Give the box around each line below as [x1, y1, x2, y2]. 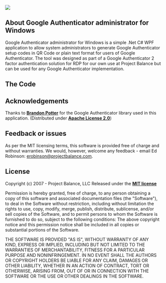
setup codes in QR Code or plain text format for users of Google [5, 50, 135, 56]
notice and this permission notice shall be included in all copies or [5, 221, 139, 227]
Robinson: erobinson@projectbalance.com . [5, 153, 93, 159]
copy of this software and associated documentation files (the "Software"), [5, 195, 158, 201]
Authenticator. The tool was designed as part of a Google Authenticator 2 [5, 55, 155, 61]
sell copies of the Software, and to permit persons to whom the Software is [5, 211, 158, 217]
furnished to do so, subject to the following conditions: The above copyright [5, 216, 160, 222]
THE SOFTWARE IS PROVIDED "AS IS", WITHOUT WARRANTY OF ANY [5, 236, 149, 242]
